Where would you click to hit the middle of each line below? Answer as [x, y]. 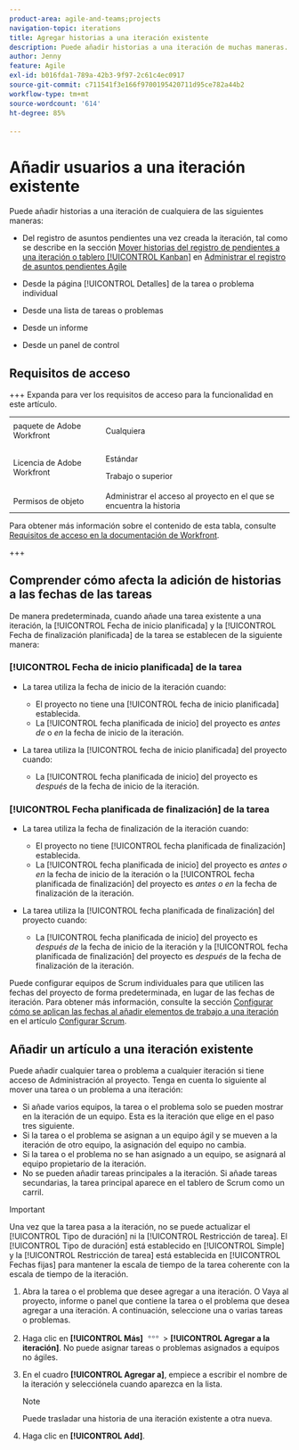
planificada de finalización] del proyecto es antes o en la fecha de [156, 884]
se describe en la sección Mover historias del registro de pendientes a [151, 248]
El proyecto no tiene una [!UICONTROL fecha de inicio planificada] [157, 704]
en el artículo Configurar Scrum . [68, 1021]
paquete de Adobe [47, 426]
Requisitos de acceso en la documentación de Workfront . [114, 534]
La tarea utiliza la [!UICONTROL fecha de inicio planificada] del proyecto [154, 750]
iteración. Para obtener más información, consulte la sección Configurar [141, 1002]
